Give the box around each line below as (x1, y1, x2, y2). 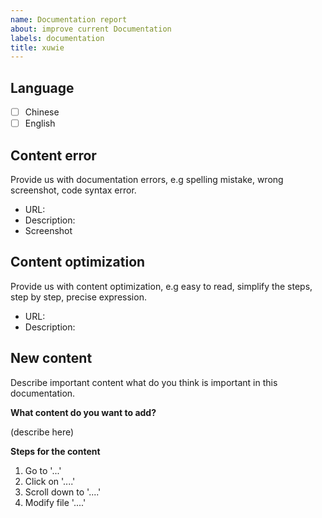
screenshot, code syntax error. (10, 184, 137, 196)
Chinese (24, 106, 60, 118)
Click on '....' (24, 475, 76, 487)
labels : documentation (10, 33, 105, 43)
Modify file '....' (24, 496, 87, 508)
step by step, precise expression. (10, 291, 147, 303)
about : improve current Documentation (10, 24, 172, 34)
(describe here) (10, 426, 75, 438)
